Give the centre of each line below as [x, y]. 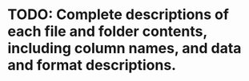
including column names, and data [124, 48]
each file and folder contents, [107, 31]
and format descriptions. [92, 66]
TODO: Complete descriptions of [118, 15]
